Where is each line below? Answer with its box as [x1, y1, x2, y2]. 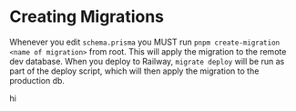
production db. [9, 75, 66, 86]
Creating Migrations [9, 6, 165, 27]
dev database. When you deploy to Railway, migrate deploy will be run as [9, 55, 285, 66]
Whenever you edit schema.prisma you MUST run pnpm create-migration [9, 36, 281, 47]
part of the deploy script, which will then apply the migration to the [9, 66, 260, 76]
